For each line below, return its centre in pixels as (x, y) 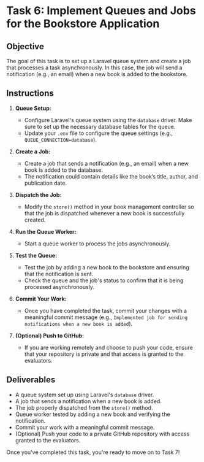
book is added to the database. (63, 170)
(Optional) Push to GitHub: (50, 336)
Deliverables (31, 380)
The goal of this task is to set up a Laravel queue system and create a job (99, 61)
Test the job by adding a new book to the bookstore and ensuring (107, 267)
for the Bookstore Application (83, 24)
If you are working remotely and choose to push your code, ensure (108, 347)
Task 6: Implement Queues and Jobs (101, 11)
